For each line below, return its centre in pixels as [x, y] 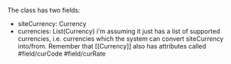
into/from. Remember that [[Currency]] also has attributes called [112, 46]
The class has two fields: [44, 10]
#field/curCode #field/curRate [62, 53]
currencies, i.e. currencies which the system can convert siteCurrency [120, 39]
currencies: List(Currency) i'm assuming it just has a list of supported [119, 31]
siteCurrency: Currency [52, 24]
